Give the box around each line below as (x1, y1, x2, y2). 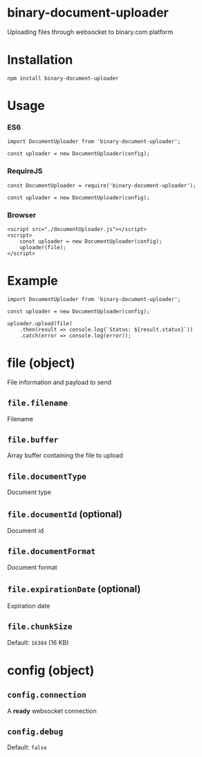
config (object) (7, 662, 95, 678)
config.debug (7, 727, 64, 736)
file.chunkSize (7, 621, 73, 632)
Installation (7, 52, 73, 68)
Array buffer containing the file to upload (7, 451, 123, 459)
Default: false (7, 743, 47, 751)
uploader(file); (19, 244, 67, 250)
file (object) (7, 355, 75, 371)
